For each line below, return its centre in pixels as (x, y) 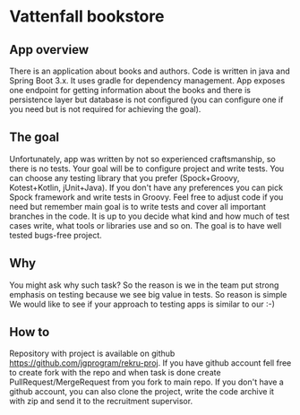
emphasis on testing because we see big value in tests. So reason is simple (148, 294)
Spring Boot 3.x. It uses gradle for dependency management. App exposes (147, 81)
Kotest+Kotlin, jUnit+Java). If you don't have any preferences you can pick (146, 187)
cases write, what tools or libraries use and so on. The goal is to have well (146, 225)
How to (30, 332)
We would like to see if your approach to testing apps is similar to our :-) (142, 304)
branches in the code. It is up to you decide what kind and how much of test (150, 216)
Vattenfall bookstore (87, 17)
